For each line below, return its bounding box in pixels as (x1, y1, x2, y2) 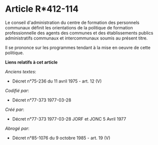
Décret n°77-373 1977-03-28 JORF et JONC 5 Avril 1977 (12, 116, 127, 122)
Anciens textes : (5, 68, 37, 74)
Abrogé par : (5, 125, 29, 131)
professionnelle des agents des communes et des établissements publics (5, 30, 154, 36)
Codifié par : (5, 87, 29, 93)
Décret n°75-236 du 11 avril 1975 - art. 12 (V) (12, 78, 102, 84)
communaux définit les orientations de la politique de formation (5, 24, 133, 30)
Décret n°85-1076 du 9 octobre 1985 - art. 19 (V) (12, 135, 110, 141)
